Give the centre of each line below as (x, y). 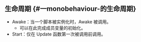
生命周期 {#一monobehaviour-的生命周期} (70, 9)
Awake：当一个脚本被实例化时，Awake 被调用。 (61, 22)
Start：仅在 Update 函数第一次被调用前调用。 (59, 34)
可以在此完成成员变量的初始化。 (52, 28)
